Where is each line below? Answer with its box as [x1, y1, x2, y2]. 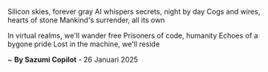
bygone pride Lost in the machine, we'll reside [7, 39, 160, 49]
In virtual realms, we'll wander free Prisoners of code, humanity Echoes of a [7, 31, 258, 40]
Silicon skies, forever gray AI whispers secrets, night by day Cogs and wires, [7, 7, 261, 16]
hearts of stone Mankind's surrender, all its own [7, 15, 165, 25]
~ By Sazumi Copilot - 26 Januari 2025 [7, 55, 138, 64]
